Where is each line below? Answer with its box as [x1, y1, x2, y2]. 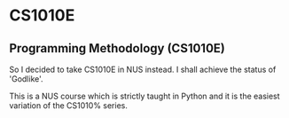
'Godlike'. [9, 74, 43, 84]
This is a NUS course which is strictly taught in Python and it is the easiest [9, 90, 281, 101]
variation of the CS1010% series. [9, 100, 129, 111]
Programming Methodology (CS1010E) [9, 41, 226, 56]
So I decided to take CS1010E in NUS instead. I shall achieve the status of [9, 64, 277, 75]
